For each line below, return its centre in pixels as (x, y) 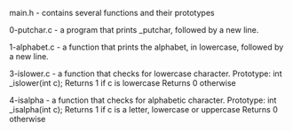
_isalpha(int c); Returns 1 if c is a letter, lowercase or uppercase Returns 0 (143, 109)
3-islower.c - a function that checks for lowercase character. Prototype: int (146, 73)
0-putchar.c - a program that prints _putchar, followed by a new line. (134, 30)
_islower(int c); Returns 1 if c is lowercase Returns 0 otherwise (123, 83)
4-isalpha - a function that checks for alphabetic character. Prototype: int (143, 100)
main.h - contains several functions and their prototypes (112, 13)
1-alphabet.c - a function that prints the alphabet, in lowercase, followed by (146, 47)
